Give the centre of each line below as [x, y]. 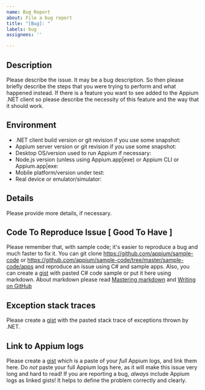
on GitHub [19, 286]
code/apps [20, 267]
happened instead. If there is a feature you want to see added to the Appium [102, 93]
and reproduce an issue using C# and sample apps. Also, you [112, 267]
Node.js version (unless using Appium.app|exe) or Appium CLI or [97, 159]
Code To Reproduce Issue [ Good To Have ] [89, 232]
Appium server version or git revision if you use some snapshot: [95, 146]
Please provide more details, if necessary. [59, 213]
